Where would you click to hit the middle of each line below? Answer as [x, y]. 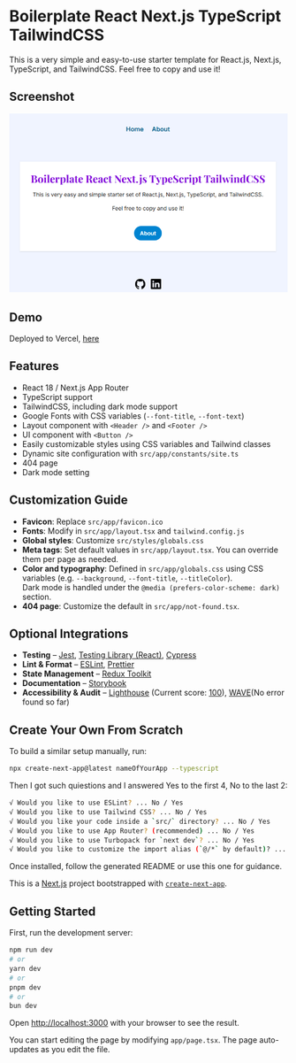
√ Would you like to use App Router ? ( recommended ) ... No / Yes [132, 831]
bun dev [23, 1006]
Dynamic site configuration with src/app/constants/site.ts [130, 453]
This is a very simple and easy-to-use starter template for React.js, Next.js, [145, 59]
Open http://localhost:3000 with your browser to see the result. [125, 1023]
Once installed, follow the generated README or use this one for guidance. [146, 867]
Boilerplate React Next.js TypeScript [145, 16]
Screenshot [42, 97]
